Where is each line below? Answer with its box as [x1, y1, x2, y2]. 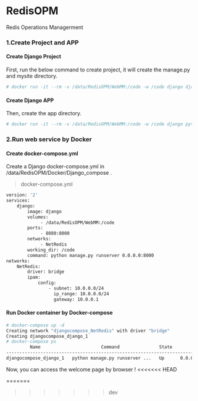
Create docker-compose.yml [6, 149, 78, 157]
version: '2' [6, 192, 38, 198]
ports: [27, 225, 44, 231]
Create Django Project [6, 53, 61, 60]
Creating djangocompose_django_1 [6, 333, 88, 339]
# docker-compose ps [6, 338, 57, 345]
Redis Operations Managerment [6, 24, 84, 31]
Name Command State [29, 344, 173, 350]
